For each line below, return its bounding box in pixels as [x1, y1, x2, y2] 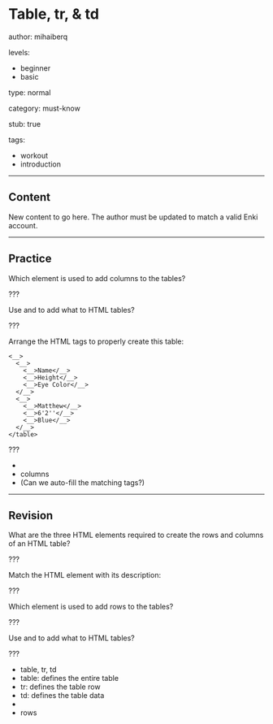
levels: [8, 47, 30, 57]
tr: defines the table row [19, 682, 101, 691]
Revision [8, 509, 54, 522]
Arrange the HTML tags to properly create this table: [8, 336, 184, 346]
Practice [8, 252, 52, 266]
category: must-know [8, 103, 81, 113]
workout [19, 150, 49, 160]
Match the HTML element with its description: [8, 570, 161, 580]
